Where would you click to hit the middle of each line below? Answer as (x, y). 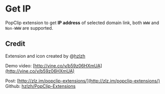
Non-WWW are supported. (29, 28)
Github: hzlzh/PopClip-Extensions (40, 86)
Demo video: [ (20, 65)
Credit (15, 44)
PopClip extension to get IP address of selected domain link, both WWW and (82, 23)
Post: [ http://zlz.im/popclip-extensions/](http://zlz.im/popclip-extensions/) (83, 80)
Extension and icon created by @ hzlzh (45, 56)
